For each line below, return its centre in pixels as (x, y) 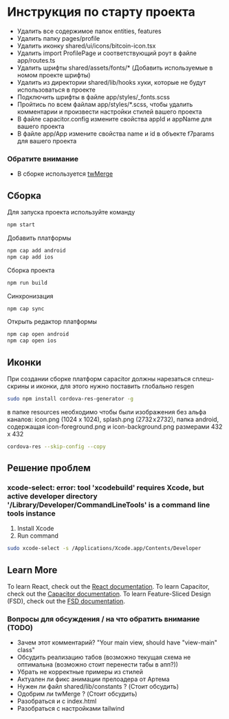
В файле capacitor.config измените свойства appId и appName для (114, 119)
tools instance (32, 514)
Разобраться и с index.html (57, 701)
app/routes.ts (36, 60)
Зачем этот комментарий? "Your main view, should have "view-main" (117, 642)
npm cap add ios (30, 257)
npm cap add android (37, 250)
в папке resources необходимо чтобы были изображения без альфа (107, 412)
